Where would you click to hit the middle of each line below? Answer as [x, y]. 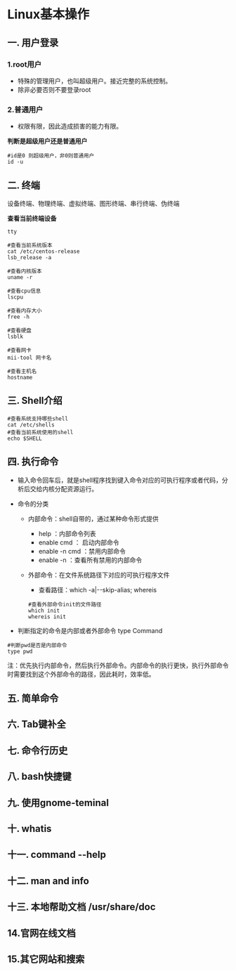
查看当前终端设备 [32, 218]
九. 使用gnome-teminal [58, 803]
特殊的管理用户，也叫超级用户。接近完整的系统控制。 [94, 81]
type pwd [20, 651]
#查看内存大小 [25, 311]
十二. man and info [48, 881]
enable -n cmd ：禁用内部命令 [82, 551]
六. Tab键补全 [37, 724]
